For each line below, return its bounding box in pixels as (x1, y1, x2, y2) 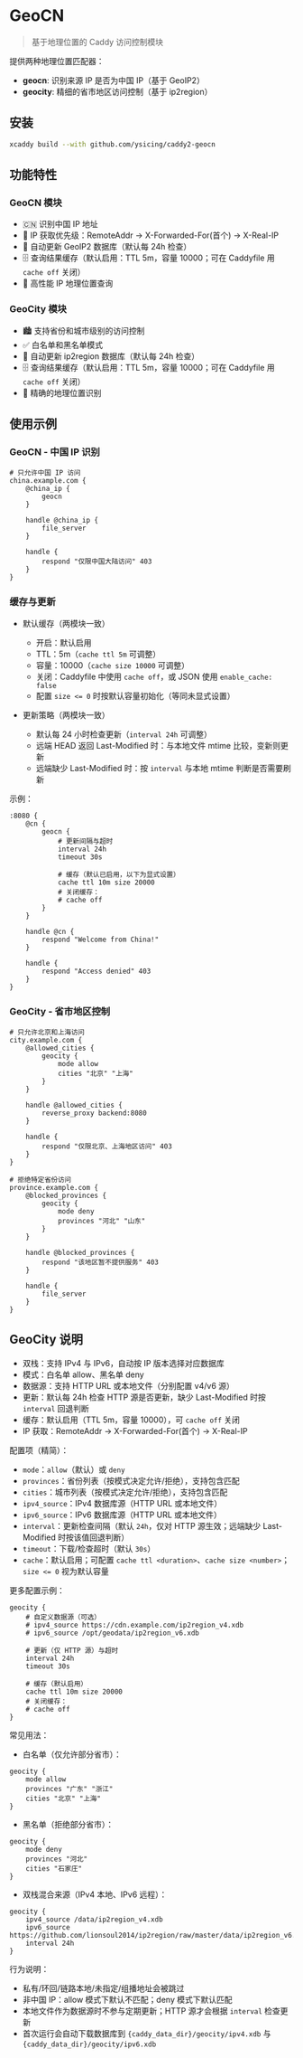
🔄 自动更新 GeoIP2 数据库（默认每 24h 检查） (22, 241, 192, 252)
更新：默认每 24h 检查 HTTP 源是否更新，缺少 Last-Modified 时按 (22, 1392, 266, 1402)
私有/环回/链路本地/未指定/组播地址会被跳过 (22, 1982, 185, 1994)
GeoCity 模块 (9, 303, 68, 316)
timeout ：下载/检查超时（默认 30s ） (22, 1543, 156, 1553)
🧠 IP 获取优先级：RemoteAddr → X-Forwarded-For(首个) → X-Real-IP (22, 230, 280, 241)
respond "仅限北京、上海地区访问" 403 (41, 1141, 173, 1151)
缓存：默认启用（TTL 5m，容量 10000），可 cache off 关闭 (22, 1414, 241, 1425)
